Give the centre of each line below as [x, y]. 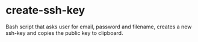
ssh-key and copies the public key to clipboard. [64, 33]
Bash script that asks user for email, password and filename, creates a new [99, 27]
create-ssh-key [45, 10]
